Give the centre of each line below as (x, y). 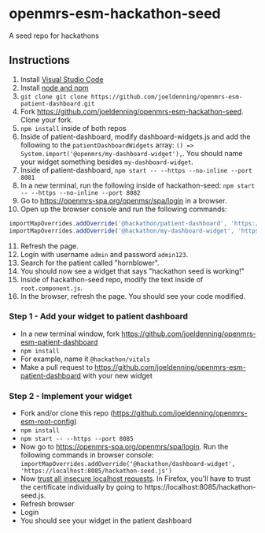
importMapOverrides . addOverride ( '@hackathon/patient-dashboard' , (118, 223)
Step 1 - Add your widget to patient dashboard (98, 316)
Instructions (39, 60)
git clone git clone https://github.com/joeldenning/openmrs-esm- (131, 97)
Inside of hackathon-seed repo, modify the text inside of (112, 279)
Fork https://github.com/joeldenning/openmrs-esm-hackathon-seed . (132, 111)
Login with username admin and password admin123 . (104, 254)
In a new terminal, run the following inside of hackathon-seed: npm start (137, 185)
